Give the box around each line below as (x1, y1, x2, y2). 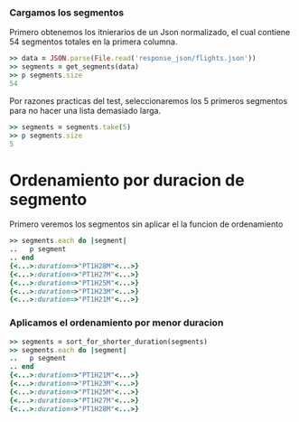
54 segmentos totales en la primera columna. (9, 36, 178, 47)
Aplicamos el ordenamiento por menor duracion (9, 316, 224, 329)
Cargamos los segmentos (9, 6, 125, 19)
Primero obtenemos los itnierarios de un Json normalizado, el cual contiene (9, 27, 291, 38)
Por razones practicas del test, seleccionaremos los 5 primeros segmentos (9, 95, 288, 106)
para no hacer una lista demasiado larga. (9, 105, 161, 116)
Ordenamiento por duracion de (9, 170, 246, 191)
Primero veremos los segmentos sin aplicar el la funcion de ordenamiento (9, 219, 284, 230)
